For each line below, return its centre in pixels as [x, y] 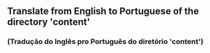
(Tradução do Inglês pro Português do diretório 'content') [105, 42]
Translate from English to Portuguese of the [103, 11]
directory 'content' [49, 22]
